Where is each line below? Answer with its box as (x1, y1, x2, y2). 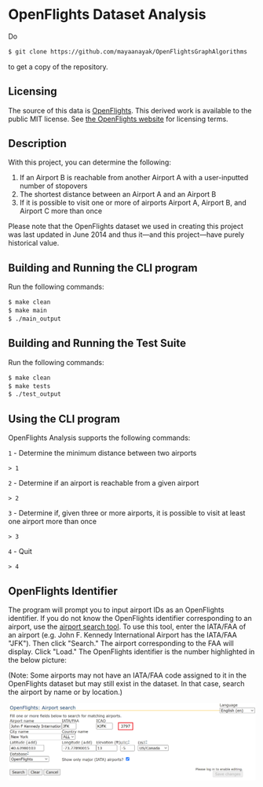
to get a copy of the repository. (8, 61, 108, 72)
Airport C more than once (19, 206, 103, 216)
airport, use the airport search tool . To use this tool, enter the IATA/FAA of (8, 622, 247, 631)
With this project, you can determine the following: (8, 157, 171, 167)
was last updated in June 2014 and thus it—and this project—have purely (8, 230, 245, 239)
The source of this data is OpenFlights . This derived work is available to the (8, 105, 252, 115)
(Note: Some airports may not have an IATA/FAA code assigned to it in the (8, 671, 247, 680)
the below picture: (8, 655, 67, 664)
